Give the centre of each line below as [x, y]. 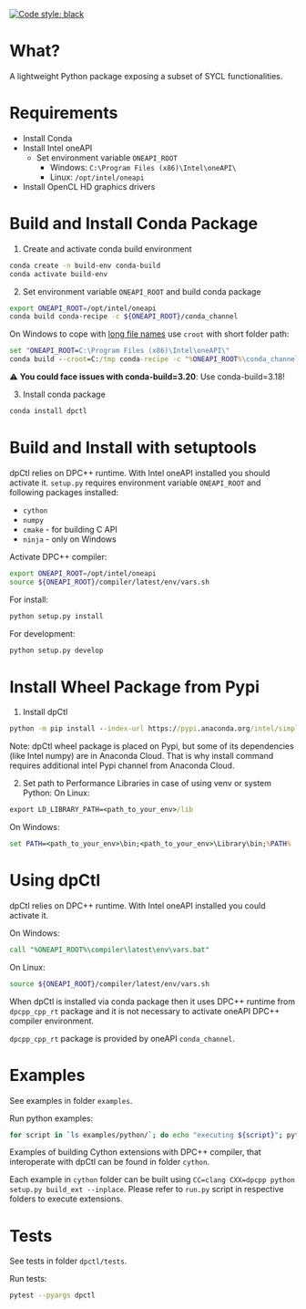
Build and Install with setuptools [133, 448]
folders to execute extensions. [66, 1199]
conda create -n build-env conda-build [85, 265]
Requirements [64, 113]
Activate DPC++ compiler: [58, 556]
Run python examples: [51, 1118]
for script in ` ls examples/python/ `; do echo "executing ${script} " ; [146, 1135]
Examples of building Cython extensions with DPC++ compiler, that [135, 1152]
